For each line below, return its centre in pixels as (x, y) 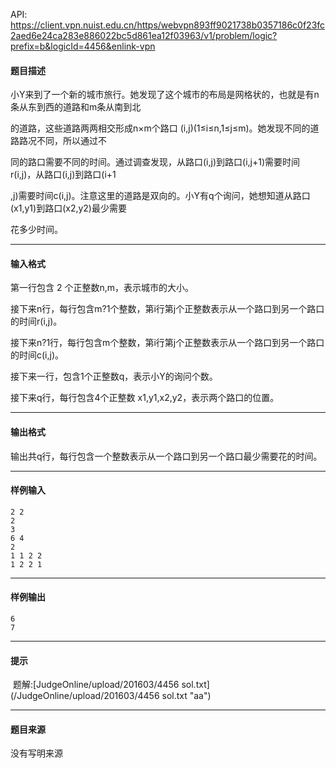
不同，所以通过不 (71, 141)
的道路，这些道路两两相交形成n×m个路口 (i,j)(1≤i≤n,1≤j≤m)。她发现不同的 (160, 128)
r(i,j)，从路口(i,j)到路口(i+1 (63, 175)
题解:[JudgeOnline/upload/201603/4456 (96, 685)
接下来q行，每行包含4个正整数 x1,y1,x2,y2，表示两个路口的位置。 (145, 398)
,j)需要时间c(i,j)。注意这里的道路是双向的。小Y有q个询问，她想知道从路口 (160, 196)
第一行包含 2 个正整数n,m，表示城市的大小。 (102, 288)
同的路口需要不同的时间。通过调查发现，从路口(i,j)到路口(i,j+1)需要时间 (155, 162)
